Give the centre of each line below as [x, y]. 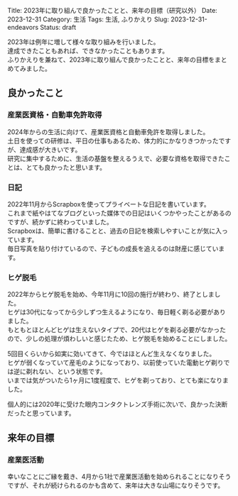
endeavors [23, 27]
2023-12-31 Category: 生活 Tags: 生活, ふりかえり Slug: [88, 19]
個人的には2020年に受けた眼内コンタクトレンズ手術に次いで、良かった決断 [118, 404]
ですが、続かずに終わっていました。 [60, 221]
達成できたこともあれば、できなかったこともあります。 [88, 51]
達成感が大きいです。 [50, 149]
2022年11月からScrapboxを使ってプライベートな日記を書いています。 [109, 204]
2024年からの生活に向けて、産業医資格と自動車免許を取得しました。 [108, 132]
